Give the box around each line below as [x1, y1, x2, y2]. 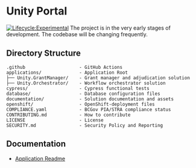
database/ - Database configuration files [6, 91, 161, 97]
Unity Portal [6, 4, 68, 18]
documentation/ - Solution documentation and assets [6, 95, 174, 102]
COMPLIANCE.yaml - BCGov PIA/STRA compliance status [6, 106, 171, 112]
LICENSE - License [6, 117, 104, 123]
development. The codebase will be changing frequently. [6, 30, 148, 37]
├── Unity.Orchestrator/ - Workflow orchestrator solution [6, 80, 166, 86]
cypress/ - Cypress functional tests [6, 85, 150, 91]
